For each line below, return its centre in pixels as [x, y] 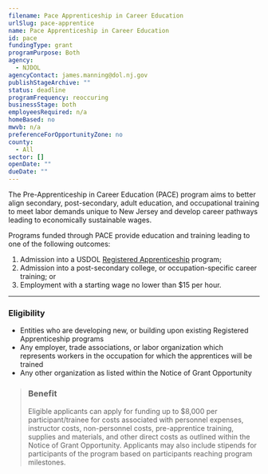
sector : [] [26, 157]
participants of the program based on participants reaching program [140, 453]
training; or [38, 276]
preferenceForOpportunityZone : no [66, 134]
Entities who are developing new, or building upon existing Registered [134, 331]
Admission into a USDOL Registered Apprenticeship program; [120, 259]
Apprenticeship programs [62, 339]
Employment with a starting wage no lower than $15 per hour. [120, 285]
